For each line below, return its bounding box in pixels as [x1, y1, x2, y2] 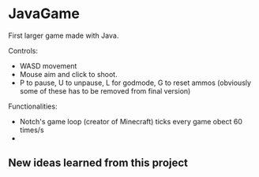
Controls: [8, 46, 38, 55]
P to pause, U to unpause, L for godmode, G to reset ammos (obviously [19, 78, 251, 87]
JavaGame [8, 5, 81, 23]
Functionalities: [8, 101, 58, 111]
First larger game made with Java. [8, 31, 119, 40]
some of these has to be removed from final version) [19, 86, 191, 95]
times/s [19, 125, 45, 135]
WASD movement [19, 61, 77, 71]
